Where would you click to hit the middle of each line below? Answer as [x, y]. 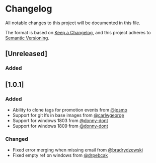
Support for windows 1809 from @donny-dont [60, 126]
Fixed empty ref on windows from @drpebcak [60, 155]
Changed [17, 139]
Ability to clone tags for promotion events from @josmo [70, 110]
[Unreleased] [26, 54]
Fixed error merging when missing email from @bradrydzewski [78, 150]
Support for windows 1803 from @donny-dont [60, 120]
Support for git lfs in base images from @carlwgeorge [68, 115]
